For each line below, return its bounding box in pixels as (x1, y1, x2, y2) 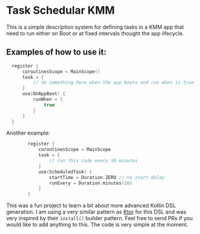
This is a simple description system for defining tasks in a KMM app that (6, 23, 184, 31)
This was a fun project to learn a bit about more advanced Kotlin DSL (6, 202, 176, 209)
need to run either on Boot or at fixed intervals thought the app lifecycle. (6, 29, 184, 37)
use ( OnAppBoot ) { (22, 91, 66, 97)
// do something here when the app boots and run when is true (32, 80, 195, 86)
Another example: (6, 129, 50, 136)
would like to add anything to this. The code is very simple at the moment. (6, 221, 189, 228)
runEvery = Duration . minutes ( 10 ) (49, 180, 133, 186)
